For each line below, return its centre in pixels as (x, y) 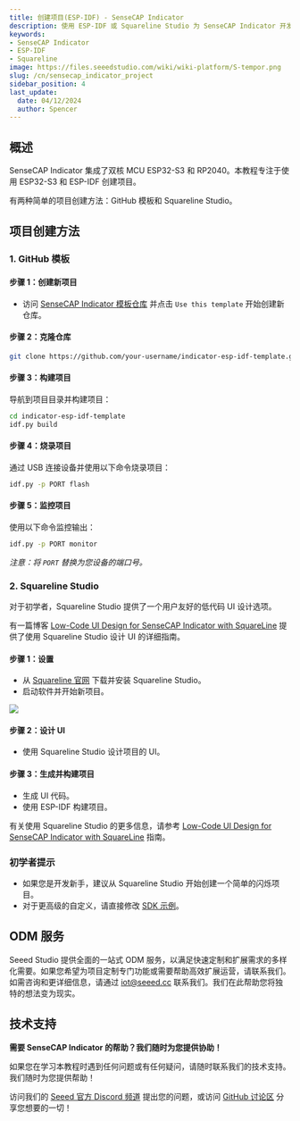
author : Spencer (47, 109)
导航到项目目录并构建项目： (60, 399)
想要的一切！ (48, 1108)
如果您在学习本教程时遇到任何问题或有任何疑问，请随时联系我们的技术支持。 (150, 1066)
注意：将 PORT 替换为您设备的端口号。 (78, 562)
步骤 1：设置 (32, 658)
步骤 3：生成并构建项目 (52, 774)
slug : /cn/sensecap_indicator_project (81, 76)
